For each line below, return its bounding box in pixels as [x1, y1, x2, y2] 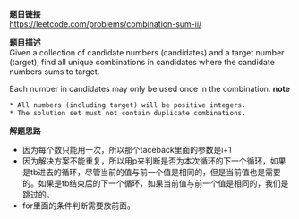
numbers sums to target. [9, 66, 100, 77]
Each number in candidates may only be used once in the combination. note [9, 84, 291, 94]
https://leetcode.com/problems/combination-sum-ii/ [9, 19, 202, 29]
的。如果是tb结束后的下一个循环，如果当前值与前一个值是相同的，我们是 [21, 178, 289, 189]
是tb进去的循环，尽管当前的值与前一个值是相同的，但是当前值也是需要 [21, 167, 281, 177]
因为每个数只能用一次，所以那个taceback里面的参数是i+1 [21, 145, 233, 155]
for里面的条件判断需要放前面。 [21, 200, 136, 211]
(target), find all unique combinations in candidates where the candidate [9, 57, 276, 67]
